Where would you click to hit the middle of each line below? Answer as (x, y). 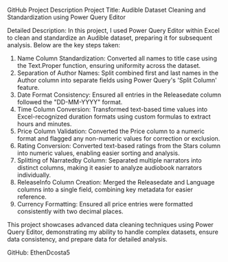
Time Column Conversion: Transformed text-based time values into (112, 109)
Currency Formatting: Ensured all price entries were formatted (105, 204)
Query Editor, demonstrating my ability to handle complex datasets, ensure (113, 232)
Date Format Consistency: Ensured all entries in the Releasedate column (119, 95)
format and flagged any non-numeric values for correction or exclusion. (118, 139)
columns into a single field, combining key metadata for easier (105, 189)
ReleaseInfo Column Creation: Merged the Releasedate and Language (116, 182)
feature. (28, 87)
